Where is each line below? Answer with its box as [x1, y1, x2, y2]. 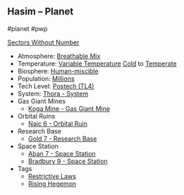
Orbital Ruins [17, 112, 56, 120]
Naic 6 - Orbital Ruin [27, 119, 88, 128]
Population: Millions [17, 74, 75, 83]
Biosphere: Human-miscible [17, 66, 99, 75]
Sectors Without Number [7, 38, 80, 47]
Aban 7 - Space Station [27, 149, 97, 158]
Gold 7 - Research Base [27, 134, 97, 143]
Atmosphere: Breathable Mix [17, 52, 101, 60]
